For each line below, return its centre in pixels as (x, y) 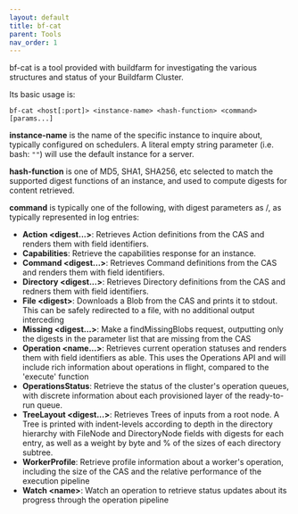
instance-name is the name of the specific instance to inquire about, (136, 136)
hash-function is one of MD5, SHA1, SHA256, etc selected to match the (141, 171)
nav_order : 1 (33, 42)
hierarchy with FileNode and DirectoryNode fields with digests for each (153, 434)
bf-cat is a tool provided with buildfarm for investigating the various (133, 68)
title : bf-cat (36, 26)
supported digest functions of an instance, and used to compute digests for (148, 181)
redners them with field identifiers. (85, 292)
